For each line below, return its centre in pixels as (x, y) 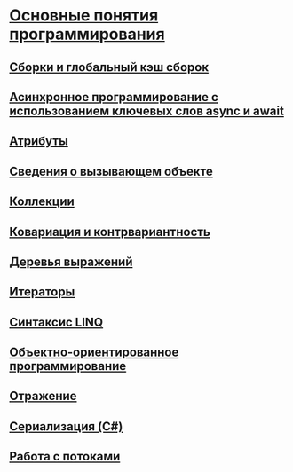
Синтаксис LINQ (56, 322)
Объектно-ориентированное (94, 353)
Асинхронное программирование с (114, 97)
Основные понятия (84, 16)
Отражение (43, 396)
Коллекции (42, 202)
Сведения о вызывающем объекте (111, 171)
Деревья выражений (71, 261)
